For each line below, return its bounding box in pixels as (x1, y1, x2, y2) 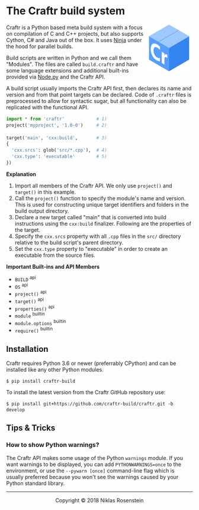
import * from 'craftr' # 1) (6, 116, 108, 122)
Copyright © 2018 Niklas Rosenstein (55, 496, 144, 503)
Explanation (6, 171, 37, 178)
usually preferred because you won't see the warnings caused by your (6, 473, 179, 480)
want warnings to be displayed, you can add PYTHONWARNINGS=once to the (6, 461, 182, 468)
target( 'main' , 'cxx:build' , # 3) (6, 135, 108, 141)
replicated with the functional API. (6, 103, 89, 111)
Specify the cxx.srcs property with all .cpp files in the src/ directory (14, 232, 181, 240)
